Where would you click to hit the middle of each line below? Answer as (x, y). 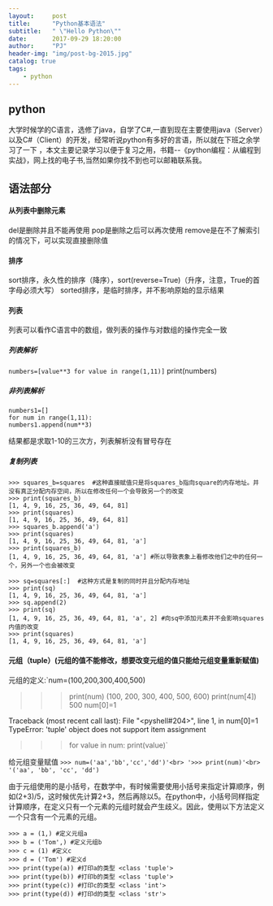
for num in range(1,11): (50, 418)
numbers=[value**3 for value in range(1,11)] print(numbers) (113, 371)
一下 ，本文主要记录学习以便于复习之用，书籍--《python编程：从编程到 (142, 150)
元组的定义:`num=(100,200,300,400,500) (77, 680)
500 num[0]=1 (93, 704)
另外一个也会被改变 (48, 566)
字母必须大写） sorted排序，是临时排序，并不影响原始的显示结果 (117, 290)
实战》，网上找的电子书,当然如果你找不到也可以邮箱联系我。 (108, 160)
